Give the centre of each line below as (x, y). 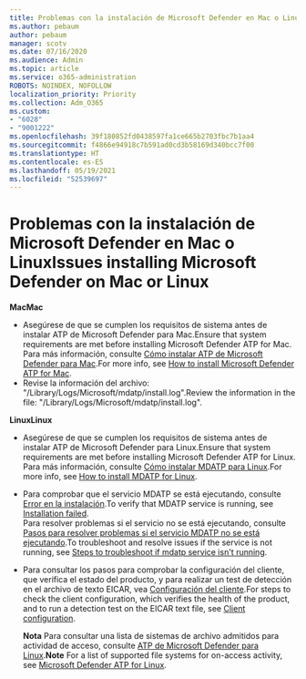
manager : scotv (38, 43)
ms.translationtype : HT (55, 153)
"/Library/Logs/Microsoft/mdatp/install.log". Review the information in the (159, 393)
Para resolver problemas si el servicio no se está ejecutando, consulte (154, 523)
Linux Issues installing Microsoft (133, 263)
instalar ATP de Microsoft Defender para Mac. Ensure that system (144, 334)
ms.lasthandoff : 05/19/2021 (63, 170)
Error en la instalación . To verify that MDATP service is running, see (148, 504)
